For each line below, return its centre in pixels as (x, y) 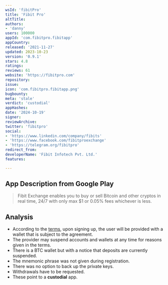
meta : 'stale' (20, 98)
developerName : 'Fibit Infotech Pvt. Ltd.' (51, 155)
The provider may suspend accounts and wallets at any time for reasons (87, 240)
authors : (14, 24)
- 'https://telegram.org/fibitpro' (42, 145)
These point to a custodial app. (45, 277)
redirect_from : (21, 150)
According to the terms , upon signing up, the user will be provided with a (88, 229)
